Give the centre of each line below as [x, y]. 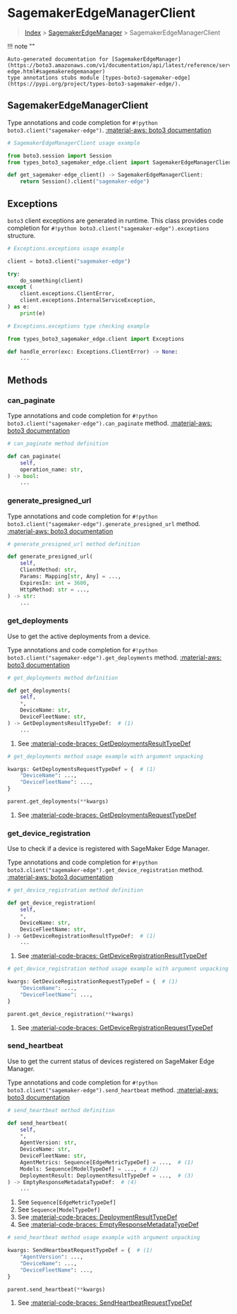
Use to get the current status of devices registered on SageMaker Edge [111, 1061]
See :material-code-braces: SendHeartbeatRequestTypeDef [105, 1303]
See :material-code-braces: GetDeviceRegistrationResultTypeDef [112, 956]
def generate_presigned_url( [50, 557]
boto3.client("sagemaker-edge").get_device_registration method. [105, 870]
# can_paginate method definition [58, 443]
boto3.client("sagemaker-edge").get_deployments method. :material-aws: [115, 657]
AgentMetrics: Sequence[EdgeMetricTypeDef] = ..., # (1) [107, 1162]
